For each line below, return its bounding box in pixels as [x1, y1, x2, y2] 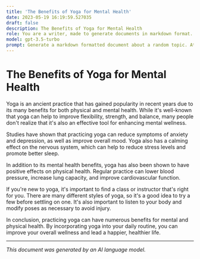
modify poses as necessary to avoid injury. [6, 204, 111, 212]
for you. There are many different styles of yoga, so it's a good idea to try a [6, 192, 190, 199]
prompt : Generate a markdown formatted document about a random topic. [6, 42, 187, 48]
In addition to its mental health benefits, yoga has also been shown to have [6, 161, 189, 168]
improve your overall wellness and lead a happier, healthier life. [6, 229, 161, 236]
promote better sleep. [6, 150, 60, 157]
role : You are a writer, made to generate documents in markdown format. [6, 31, 193, 37]
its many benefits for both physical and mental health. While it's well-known [6, 106, 192, 113]
